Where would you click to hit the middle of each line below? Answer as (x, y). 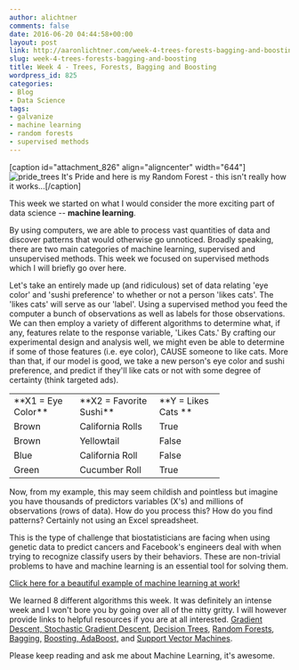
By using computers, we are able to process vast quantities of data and (140, 230)
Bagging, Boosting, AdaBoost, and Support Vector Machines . (121, 638)
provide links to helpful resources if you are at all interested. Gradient (136, 619)
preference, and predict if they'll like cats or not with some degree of (135, 370)
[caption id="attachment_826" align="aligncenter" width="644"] (128, 167)
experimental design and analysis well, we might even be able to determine (147, 342)
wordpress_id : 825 (43, 76)
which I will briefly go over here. (68, 267)
